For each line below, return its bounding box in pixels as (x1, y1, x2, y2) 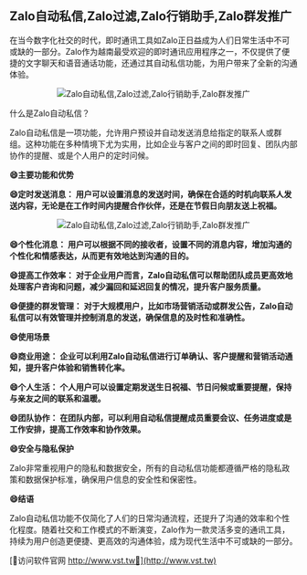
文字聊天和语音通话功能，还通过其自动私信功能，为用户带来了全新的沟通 (25, 57, 298, 68)
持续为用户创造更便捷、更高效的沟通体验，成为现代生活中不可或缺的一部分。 (9, 535, 298, 546)
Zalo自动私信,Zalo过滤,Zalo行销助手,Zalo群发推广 (9, 8, 292, 25)
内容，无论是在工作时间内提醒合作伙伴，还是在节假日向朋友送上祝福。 (16, 200, 281, 211)
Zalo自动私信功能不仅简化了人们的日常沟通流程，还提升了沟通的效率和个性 (9, 512, 291, 523)
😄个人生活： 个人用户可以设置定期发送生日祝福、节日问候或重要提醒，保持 (9, 382, 292, 392)
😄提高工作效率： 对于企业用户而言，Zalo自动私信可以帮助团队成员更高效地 (9, 269, 293, 280)
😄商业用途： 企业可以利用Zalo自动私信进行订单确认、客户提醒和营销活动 (9, 350, 285, 361)
